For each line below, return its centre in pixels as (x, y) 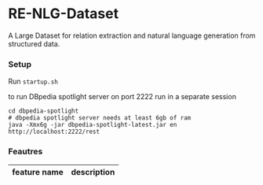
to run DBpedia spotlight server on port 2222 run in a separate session (122, 97)
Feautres (26, 152)
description (93, 172)
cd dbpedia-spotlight (44, 111)
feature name (38, 172)
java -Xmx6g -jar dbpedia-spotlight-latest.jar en (93, 125)
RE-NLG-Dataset (64, 14)
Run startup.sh (33, 81)
